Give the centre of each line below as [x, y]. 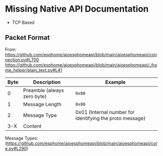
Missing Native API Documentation [77, 9]
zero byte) [35, 96]
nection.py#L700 [22, 60]
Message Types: [22, 138]
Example [115, 82]
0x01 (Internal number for [105, 112]
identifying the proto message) [110, 118]
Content [32, 126]
